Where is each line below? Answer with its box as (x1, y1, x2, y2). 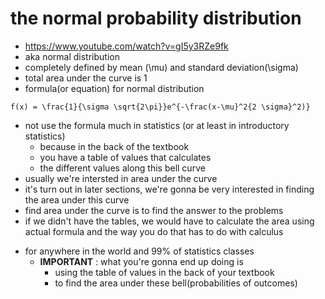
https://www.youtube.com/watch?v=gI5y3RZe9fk (24, 40, 229, 52)
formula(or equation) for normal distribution (24, 82, 205, 94)
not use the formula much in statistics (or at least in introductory (24, 119, 290, 131)
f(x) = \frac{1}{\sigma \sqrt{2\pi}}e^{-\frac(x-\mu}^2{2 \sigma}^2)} (10, 102, 311, 112)
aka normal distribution (24, 50, 120, 62)
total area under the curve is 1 (24, 72, 148, 84)
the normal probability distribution (10, 7, 302, 30)
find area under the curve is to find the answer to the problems (24, 204, 284, 216)
